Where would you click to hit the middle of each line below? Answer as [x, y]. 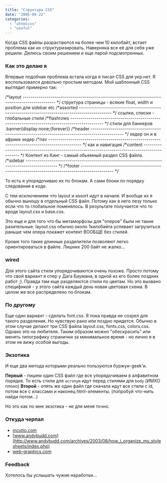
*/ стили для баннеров [129, 124]
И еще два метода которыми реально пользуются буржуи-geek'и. [76, 366]
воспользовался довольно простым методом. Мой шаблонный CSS [78, 82]
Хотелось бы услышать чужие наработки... [51, 475]
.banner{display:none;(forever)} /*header [47, 129]
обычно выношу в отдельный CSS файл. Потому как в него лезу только [81, 201]
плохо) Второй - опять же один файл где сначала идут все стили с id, [80, 386]
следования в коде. [26, 186]
